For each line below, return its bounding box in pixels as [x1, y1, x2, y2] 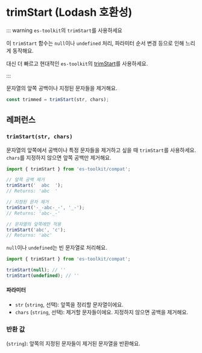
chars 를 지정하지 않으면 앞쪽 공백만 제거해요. [6, 154, 112, 161]
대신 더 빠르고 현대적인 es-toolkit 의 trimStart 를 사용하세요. [6, 60, 148, 67]
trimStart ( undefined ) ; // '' [6, 273, 80, 279]
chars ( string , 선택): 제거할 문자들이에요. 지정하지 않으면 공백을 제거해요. [14, 309, 189, 316]
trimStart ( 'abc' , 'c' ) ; [6, 227, 66, 233]
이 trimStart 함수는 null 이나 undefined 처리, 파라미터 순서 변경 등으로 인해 [6, 39, 185, 47]
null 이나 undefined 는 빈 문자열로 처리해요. [6, 244, 107, 251]
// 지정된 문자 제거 [6, 199, 49, 205]
